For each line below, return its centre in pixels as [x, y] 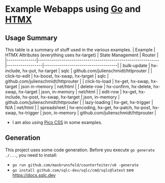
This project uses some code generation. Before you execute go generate [80, 150]
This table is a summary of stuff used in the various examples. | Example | [80, 50]
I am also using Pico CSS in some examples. [57, 122]
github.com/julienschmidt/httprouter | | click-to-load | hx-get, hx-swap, [77, 81]
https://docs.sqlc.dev [34, 175]
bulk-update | [136, 66]
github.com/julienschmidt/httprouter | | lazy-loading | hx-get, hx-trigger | [79, 102]
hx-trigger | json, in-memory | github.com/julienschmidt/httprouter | [87, 113]
